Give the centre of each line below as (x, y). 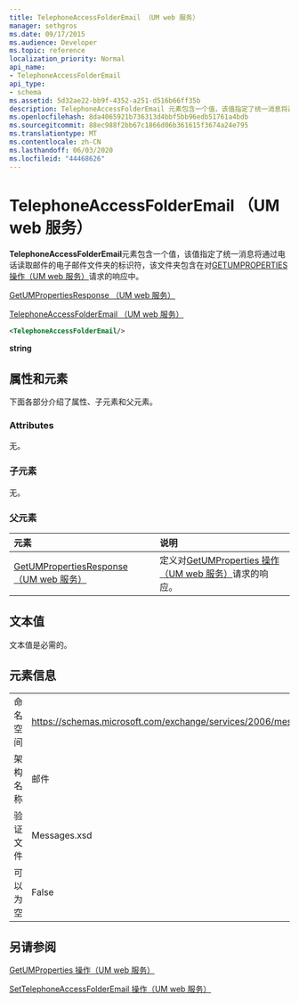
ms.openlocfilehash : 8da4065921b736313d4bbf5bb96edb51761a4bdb (129, 117)
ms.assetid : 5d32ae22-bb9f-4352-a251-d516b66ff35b (105, 100)
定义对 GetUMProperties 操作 (220, 560)
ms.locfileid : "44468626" (57, 158)
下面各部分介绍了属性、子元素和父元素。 (83, 402)
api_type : (28, 84)
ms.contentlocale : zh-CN (55, 142)
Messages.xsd (62, 835)
